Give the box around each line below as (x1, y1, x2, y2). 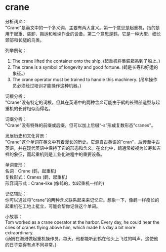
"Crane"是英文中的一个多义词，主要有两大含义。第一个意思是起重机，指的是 (5, 24, 160, 31)
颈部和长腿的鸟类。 (5, 37, 44, 43)
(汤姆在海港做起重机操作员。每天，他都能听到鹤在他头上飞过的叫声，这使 (5, 235, 154, 241)
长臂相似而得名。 (18, 105, 53, 111)
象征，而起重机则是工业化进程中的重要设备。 (13, 151, 105, 157)
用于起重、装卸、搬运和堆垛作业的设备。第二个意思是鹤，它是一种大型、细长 (5, 31, 161, 37)
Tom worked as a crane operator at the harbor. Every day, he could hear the (5, 219, 160, 225)
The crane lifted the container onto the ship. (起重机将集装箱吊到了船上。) (12, 58, 161, 64)
